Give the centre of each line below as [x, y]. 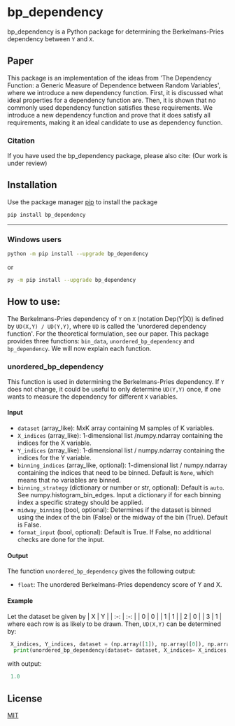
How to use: [34, 302]
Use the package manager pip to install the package [83, 202]
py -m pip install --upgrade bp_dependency [72, 280]
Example [20, 600]
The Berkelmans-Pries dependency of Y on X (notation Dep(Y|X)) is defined [115, 318]
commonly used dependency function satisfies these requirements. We [110, 107]
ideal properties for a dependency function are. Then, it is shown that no [112, 100]
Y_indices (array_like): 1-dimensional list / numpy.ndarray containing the [121, 450]
